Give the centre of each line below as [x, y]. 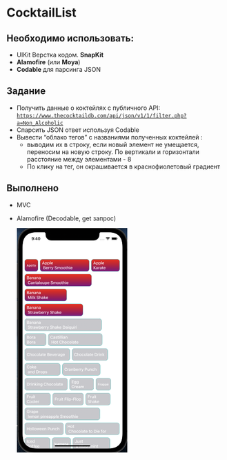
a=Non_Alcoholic [40, 123]
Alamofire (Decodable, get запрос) [66, 218]
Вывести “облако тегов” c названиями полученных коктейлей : [109, 137]
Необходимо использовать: [70, 38]
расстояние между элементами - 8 [79, 159]
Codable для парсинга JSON [59, 69]
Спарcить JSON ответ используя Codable [78, 130]
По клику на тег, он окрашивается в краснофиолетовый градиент [124, 166]
